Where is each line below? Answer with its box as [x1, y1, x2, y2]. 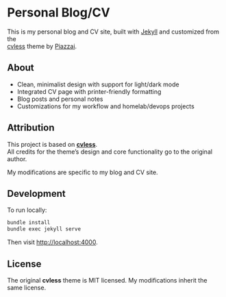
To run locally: [7, 206, 47, 214]
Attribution [7, 122, 55, 134]
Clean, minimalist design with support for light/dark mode [16, 80, 179, 88]
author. [7, 154, 27, 163]
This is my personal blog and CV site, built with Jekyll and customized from [7, 27, 219, 36]
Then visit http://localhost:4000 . [7, 238, 98, 246]
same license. [7, 283, 47, 292]
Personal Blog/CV [7, 5, 111, 21]
